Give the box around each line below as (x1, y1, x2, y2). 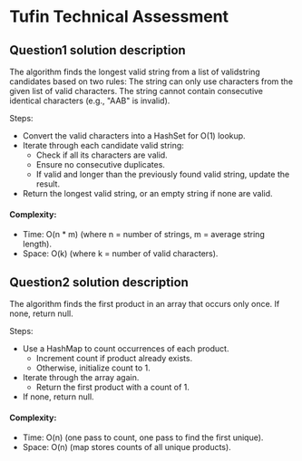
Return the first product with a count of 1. (35, 382, 190, 393)
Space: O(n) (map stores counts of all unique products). (22, 442, 231, 453)
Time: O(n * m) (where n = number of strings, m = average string (22, 229, 265, 240)
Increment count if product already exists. (35, 353, 193, 364)
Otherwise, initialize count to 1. (35, 362, 151, 373)
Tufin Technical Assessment (9, 6, 229, 27)
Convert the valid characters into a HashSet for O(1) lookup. (22, 130, 247, 141)
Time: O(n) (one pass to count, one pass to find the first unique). (22, 432, 264, 443)
